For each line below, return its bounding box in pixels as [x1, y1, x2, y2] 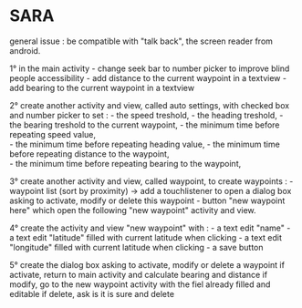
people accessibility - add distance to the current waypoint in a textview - [9, 72, 287, 83]
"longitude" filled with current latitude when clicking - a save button [9, 241, 264, 252]
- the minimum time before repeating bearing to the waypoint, [9, 158, 242, 169]
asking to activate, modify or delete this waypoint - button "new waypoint [9, 195, 286, 206]
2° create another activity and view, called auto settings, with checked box [9, 99, 290, 110]
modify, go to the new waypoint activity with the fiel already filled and [9, 279, 271, 290]
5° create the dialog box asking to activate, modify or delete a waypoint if [9, 259, 286, 270]
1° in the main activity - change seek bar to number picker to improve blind [9, 63, 290, 74]
